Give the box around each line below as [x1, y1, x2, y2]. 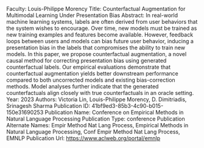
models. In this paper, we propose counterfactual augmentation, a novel [6, 51, 187, 57]
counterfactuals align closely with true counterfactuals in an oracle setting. [6, 90, 194, 96]
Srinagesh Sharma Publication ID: [6, 102, 90, 109]
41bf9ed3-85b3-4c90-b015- [91, 102, 164, 109]
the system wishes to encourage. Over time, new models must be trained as [6, 24, 197, 32]
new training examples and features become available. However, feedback [6, 31, 194, 38]
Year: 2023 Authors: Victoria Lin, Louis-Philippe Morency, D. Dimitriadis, [6, 96, 187, 103]
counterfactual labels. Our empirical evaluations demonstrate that [6, 63, 171, 71]
